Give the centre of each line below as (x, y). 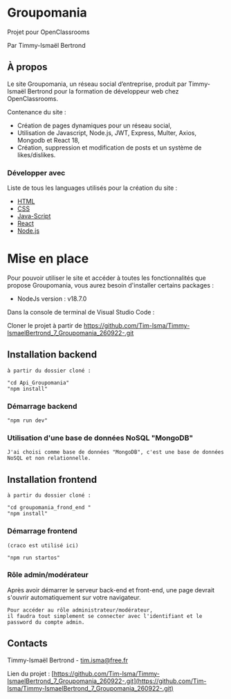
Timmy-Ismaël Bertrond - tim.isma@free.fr (67, 660)
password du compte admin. (46, 622)
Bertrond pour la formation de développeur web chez (103, 91)
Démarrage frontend (42, 531)
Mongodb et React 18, (48, 140)
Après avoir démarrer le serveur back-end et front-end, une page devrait (111, 590)
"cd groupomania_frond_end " (49, 508)
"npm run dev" (28, 421)
